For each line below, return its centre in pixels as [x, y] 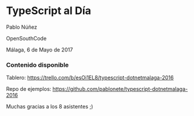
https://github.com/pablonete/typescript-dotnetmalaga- [120, 89]
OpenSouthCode [26, 38]
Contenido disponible [38, 64]
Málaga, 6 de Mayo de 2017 [40, 50]
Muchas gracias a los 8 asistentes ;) [50, 107]
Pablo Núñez [21, 27]
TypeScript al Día [49, 11]
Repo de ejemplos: [29, 89]
